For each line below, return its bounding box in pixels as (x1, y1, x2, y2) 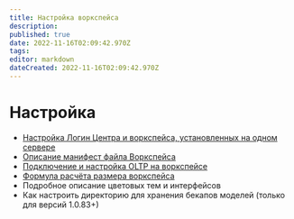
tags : (9, 47, 30, 56)
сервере (22, 141, 56, 152)
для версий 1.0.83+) (22, 199, 99, 210)
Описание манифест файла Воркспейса (22, 151, 176, 162)
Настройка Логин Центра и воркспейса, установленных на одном (22, 132, 278, 142)
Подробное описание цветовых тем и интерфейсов (22, 179, 221, 190)
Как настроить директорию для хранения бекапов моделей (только (22, 189, 286, 200)
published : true (9, 30, 70, 39)
